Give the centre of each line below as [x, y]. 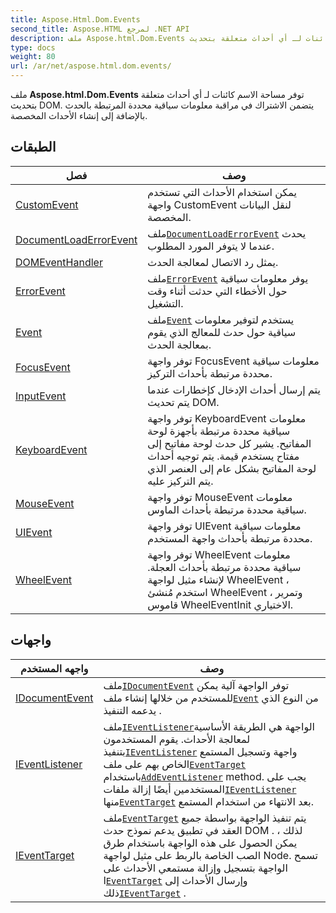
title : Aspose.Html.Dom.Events [75, 19]
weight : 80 [33, 57]
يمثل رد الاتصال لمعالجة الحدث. [213, 262]
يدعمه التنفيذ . [132, 710]
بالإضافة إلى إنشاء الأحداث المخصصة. [79, 115]
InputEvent [41, 396]
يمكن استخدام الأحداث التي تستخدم [222, 192]
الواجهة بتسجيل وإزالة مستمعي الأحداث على [195, 868]
